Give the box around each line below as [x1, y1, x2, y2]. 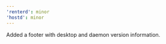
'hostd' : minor [6, 14, 45, 20]
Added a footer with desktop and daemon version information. [6, 31, 161, 38]
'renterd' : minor [6, 8, 50, 15]
